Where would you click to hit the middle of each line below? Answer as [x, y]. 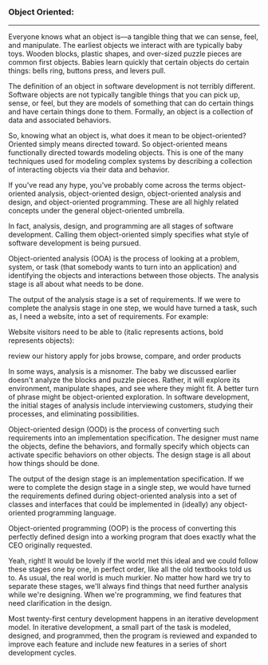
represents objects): [41, 340]
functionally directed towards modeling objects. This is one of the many [126, 153]
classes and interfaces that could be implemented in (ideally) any [115, 504]
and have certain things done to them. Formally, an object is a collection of [131, 112]
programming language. [77, 513]
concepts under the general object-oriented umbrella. [97, 211]
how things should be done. [54, 464]
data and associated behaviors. [60, 120]
